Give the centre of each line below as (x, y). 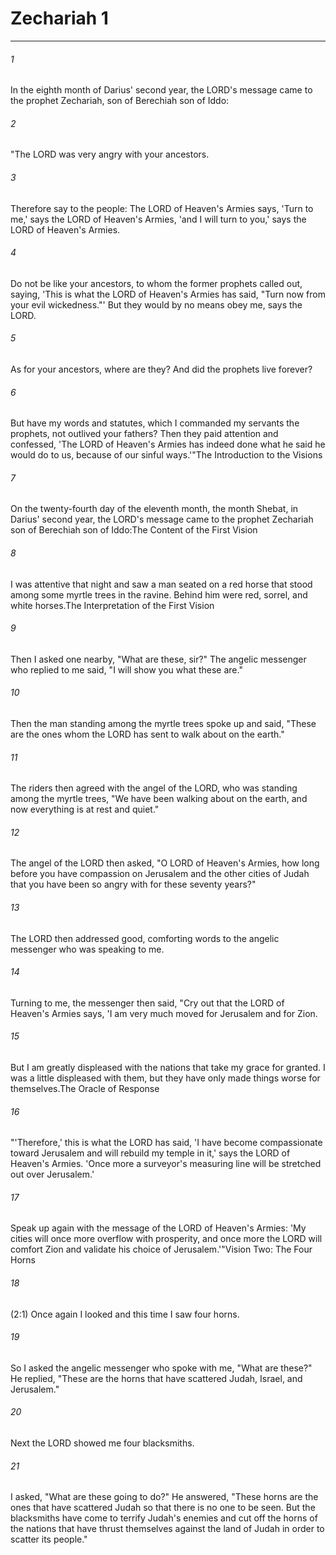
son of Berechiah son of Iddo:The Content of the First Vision (134, 530)
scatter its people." (49, 1539)
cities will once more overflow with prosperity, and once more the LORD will (166, 1239)
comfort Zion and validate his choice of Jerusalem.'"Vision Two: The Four (161, 1249)
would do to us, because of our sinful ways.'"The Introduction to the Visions (166, 455)
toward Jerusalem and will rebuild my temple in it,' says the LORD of (150, 1153)
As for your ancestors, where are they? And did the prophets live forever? (161, 369)
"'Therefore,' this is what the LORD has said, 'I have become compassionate (166, 1143)
